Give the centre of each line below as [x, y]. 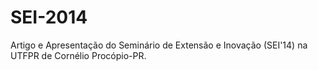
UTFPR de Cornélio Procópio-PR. [78, 55]
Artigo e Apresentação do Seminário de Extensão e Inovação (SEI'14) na [159, 45]
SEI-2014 [49, 17]
